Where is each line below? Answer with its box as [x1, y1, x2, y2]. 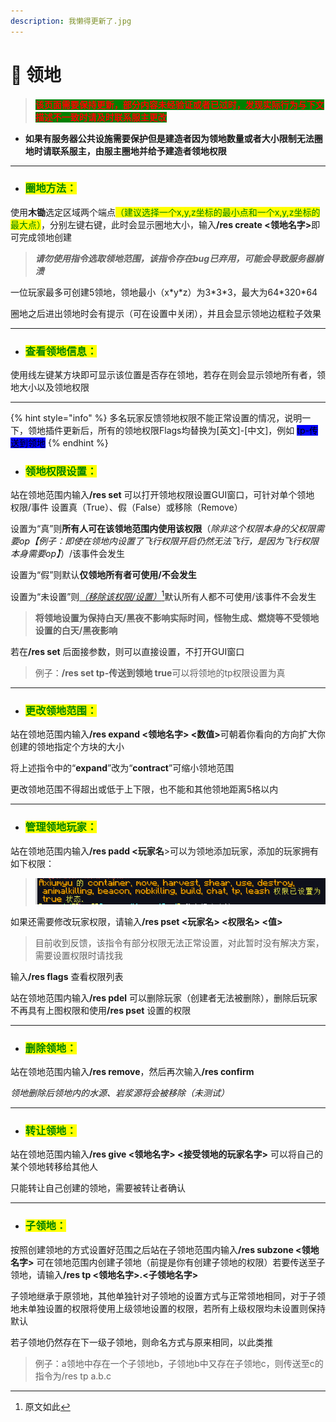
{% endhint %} [47, 437, 109, 449]
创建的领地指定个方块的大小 [10, 741, 125, 753]
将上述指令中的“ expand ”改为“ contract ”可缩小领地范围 [10, 762, 235, 774]
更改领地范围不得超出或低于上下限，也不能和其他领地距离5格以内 [10, 783, 279, 795]
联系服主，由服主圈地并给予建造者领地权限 [51, 145, 227, 157]
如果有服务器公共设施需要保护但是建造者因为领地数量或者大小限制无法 [24, 132, 315, 144]
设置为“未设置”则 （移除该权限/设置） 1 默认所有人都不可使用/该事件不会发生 [10, 589, 317, 603]
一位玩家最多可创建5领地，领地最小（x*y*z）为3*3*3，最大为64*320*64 [10, 286, 318, 298]
